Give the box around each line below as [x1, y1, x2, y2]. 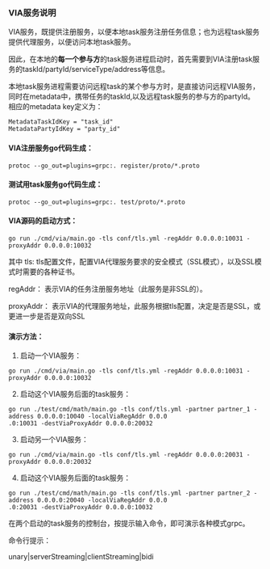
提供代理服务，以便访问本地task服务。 [8, 37, 135, 47]
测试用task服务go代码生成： [8, 179, 103, 189]
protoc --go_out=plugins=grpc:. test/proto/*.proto [8, 198, 185, 206]
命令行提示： [8, 536, 51, 546]
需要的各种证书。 [22, 267, 79, 276]
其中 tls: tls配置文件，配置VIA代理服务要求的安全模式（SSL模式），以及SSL [8, 256, 255, 266]
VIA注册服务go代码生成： [8, 143, 94, 153]
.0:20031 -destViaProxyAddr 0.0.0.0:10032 [8, 504, 153, 512]
